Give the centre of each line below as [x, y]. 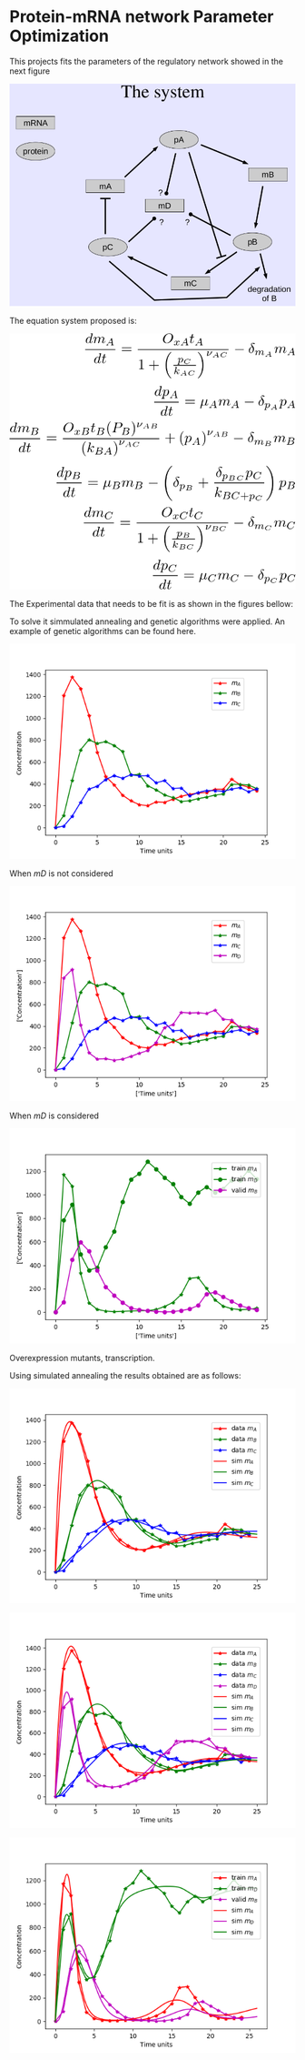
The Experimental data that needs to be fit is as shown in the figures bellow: [151, 604]
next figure [30, 71]
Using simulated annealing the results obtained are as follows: [125, 1376]
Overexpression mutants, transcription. [83, 1358]
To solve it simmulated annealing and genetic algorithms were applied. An [148, 621]
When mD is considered [54, 1116]
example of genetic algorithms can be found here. [103, 631]
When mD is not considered [61, 873]
